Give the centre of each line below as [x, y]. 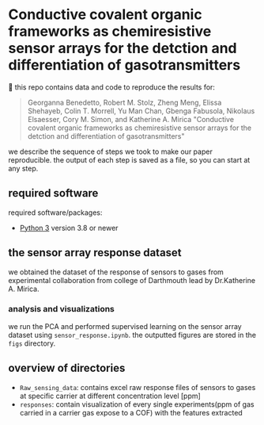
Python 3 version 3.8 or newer [69, 228]
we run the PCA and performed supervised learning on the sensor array [125, 326]
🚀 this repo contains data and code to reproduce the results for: [112, 87]
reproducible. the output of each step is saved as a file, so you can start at [129, 159]
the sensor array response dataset [95, 253]
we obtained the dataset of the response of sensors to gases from [116, 272]
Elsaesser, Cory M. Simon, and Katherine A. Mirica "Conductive [131, 119]
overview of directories [67, 368]
